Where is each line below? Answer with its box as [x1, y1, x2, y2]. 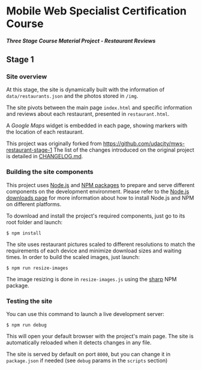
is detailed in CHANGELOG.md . [6, 153, 83, 160]
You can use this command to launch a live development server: [6, 311, 165, 318]
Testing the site [6, 297, 53, 305]
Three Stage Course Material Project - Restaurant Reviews [6, 37, 156, 44]
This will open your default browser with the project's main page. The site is [6, 333, 194, 340]
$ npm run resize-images [6, 265, 68, 271]
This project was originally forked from [6, 140, 102, 148]
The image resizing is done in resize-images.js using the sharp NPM [6, 275, 177, 282]
